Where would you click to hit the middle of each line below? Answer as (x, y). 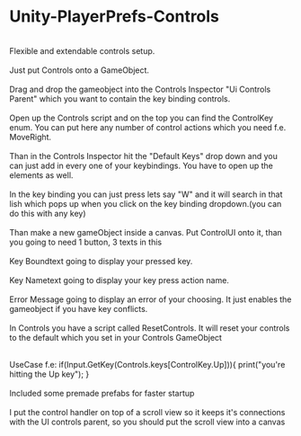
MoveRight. (31, 137)
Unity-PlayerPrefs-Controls (115, 17)
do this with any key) (48, 213)
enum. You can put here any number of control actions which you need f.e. (148, 127)
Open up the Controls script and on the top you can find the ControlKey (142, 118)
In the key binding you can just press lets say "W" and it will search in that (146, 194)
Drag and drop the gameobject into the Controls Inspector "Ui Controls (140, 89)
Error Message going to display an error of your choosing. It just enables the (150, 299)
